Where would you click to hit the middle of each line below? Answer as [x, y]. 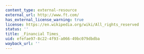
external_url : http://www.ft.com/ [42, 15]
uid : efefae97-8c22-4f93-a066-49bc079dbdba [53, 39]
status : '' [17, 29]
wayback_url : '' [23, 44]
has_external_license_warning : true [44, 20]
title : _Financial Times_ [33, 34]
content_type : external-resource [41, 10]
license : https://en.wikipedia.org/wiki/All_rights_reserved [72, 24]
